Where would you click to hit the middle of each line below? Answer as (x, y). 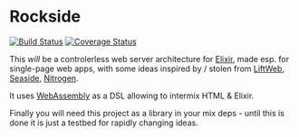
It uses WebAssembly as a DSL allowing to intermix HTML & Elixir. (132, 96)
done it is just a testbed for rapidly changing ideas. (104, 123)
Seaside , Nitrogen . (44, 78)
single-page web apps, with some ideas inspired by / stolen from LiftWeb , (147, 68)
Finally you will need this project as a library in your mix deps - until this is (147, 113)
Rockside (45, 17)
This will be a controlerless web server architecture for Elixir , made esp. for (149, 59)
